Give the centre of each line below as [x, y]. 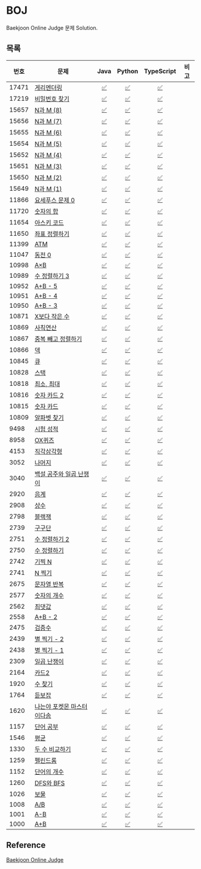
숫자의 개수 [49, 595]
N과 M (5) [48, 143]
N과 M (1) [48, 188]
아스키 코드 [49, 223]
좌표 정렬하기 [52, 233]
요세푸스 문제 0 [55, 200]
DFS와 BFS [50, 783]
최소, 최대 [47, 383]
